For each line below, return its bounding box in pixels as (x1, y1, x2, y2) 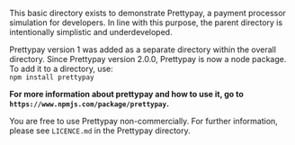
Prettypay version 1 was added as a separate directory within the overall (9, 44, 277, 55)
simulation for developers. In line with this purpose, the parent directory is (9, 17, 283, 28)
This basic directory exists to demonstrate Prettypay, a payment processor (9, 8, 286, 18)
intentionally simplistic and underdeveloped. (9, 27, 173, 37)
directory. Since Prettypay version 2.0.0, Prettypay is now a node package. (9, 54, 287, 64)
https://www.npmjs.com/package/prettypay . (9, 98, 169, 109)
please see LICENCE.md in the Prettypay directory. (9, 125, 191, 136)
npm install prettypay (9, 73, 94, 82)
